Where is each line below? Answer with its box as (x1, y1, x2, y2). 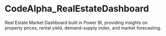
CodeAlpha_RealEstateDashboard (5, 3, 149, 14)
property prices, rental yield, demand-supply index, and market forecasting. (5, 24, 161, 30)
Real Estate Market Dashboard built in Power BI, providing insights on (5, 19, 148, 25)
